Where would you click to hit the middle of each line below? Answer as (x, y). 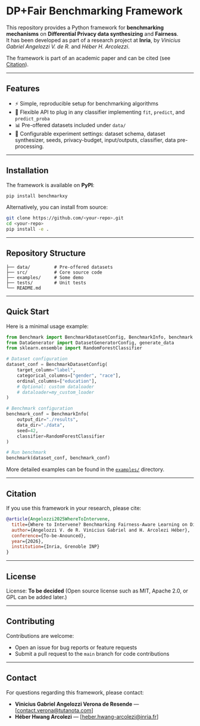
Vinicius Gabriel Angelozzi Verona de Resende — (77, 704)
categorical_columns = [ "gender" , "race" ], (69, 376)
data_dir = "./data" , (41, 425)
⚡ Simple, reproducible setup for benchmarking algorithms (87, 103)
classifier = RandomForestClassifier (61, 436)
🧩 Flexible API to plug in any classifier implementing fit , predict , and (100, 112)
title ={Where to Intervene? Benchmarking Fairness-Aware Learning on (99, 525)
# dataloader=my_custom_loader (56, 392)
